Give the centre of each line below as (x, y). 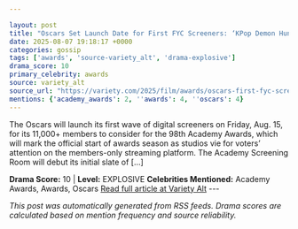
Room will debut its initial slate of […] (76, 162)
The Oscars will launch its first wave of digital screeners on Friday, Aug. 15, (146, 124)
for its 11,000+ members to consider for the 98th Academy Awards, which (144, 134)
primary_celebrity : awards (59, 75)
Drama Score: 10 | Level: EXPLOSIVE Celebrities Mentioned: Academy (140, 179)
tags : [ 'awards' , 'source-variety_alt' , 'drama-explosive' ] (123, 58)
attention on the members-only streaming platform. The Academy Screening (149, 152)
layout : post (33, 25)
